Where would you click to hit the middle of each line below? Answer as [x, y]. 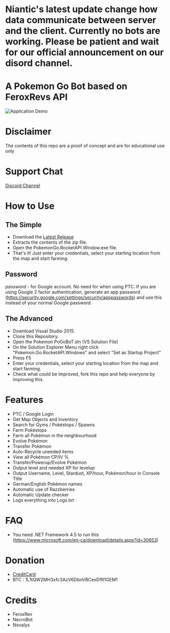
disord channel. [39, 63]
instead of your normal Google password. [49, 303]
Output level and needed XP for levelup [54, 468]
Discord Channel [23, 185]
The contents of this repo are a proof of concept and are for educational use [85, 146]
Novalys [21, 625]
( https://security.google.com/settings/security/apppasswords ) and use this [84, 297]
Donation [25, 560]
